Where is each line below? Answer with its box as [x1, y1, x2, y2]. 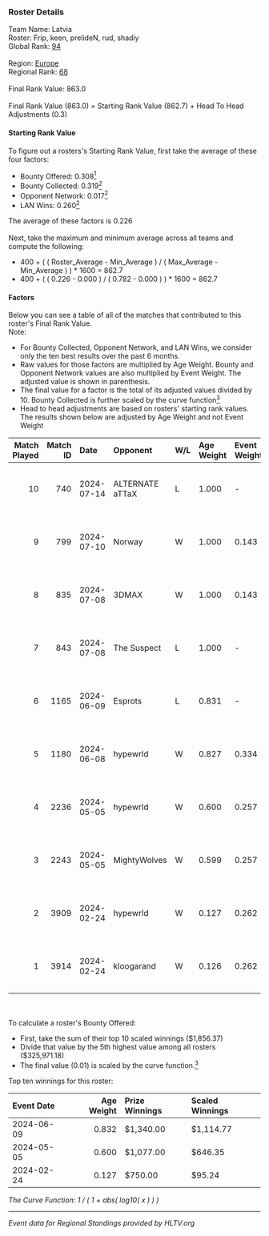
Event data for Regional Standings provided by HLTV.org [8, 1218, 195, 1227]
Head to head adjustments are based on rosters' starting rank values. [19, 403, 249, 413]
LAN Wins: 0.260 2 [19, 199, 80, 211]
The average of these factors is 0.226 [8, 216, 133, 226]
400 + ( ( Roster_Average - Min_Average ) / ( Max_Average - [19, 257, 219, 267]
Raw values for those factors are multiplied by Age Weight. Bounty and [19, 359, 254, 370]
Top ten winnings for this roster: [8, 1076, 114, 1086]
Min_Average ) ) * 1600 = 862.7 [19, 266, 123, 275]
